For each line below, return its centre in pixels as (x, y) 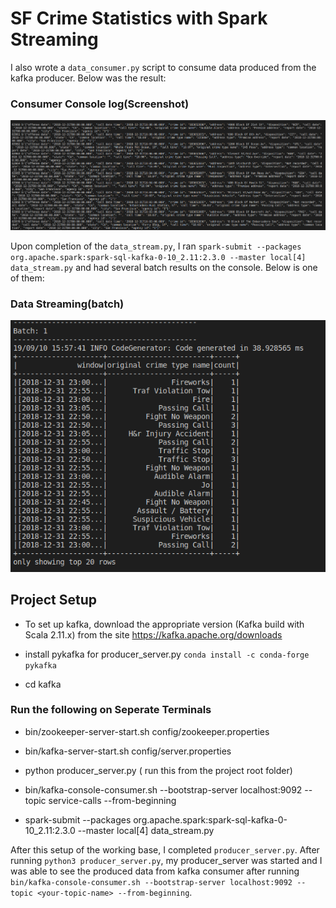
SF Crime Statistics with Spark (139, 18)
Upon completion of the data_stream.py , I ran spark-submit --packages (156, 246)
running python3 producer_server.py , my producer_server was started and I (166, 860)
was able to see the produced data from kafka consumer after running (155, 871)
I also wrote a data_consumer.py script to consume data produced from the (163, 67)
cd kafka (43, 684)
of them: (27, 278)
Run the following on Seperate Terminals (111, 710)
